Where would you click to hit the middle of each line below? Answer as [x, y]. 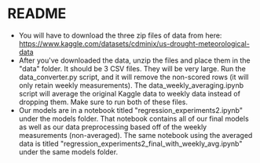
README [37, 14]
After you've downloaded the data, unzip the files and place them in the [134, 60]
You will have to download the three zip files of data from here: [120, 35]
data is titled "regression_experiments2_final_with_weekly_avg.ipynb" [130, 143]
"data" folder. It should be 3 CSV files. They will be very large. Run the [132, 68]
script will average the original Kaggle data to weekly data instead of [130, 93]
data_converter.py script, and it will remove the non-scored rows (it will [134, 77]
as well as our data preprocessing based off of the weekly [113, 127]
